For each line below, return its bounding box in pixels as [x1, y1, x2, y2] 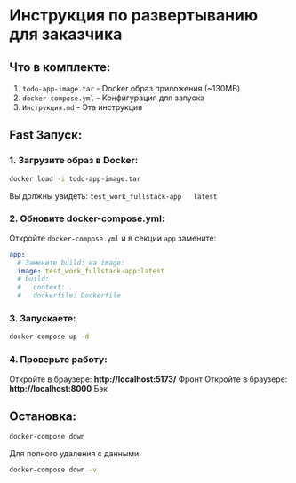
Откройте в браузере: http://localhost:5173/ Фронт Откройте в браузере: [9, 374, 288, 384]
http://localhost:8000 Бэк [9, 383, 108, 393]
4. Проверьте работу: [9, 353, 108, 366]
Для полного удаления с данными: [9, 448, 142, 459]
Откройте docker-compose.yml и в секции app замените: [9, 233, 217, 243]
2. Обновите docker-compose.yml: [9, 212, 165, 225]
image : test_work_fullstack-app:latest [17, 266, 165, 275]
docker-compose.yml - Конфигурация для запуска [21, 92, 205, 103]
